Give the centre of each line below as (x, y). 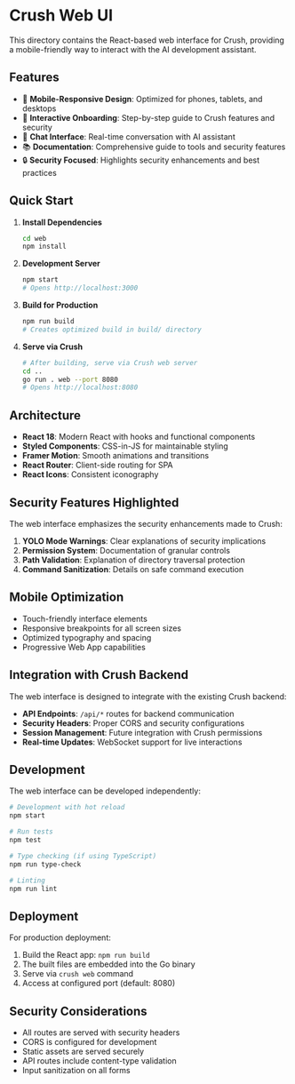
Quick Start (41, 201)
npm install (44, 247)
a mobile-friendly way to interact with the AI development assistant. (133, 49)
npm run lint (33, 889)
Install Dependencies (62, 222)
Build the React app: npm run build (86, 955)
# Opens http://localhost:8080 (80, 387)
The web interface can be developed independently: (105, 791)
